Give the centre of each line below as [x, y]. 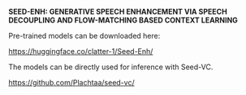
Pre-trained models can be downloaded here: [84, 36]
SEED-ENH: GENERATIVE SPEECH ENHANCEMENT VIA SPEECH [118, 12]
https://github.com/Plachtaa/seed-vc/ [72, 83]
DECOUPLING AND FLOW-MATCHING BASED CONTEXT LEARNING [123, 20]
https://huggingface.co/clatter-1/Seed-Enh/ [81, 51]
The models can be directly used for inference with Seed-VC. [111, 67]
